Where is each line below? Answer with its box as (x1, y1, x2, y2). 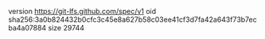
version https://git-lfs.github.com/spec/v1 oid (8, 7, 157, 16)
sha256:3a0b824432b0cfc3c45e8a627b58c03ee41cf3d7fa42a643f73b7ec (8, 15, 257, 24)
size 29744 (48, 23, 85, 32)
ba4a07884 (8, 23, 47, 32)
